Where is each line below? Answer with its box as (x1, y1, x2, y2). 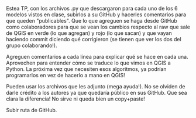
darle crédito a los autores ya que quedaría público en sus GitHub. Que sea (6, 90, 187, 96)
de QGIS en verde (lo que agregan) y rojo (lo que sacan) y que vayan (6, 30, 172, 37)
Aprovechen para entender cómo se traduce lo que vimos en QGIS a (6, 59, 171, 66)
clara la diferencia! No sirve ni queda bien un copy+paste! (6, 95, 145, 102)
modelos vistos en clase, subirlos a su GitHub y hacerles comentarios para (6, 11, 187, 18)
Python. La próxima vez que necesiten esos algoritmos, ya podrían (6, 66, 167, 72)
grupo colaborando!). (6, 42, 57, 49)
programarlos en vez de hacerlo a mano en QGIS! (6, 72, 126, 78)
